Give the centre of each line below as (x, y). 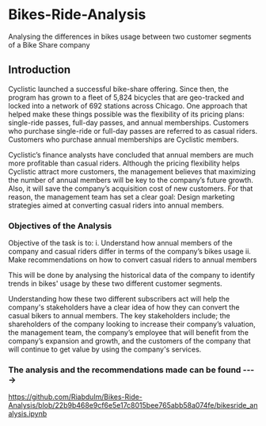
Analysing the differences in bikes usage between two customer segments (130, 36)
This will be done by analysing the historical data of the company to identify (132, 276)
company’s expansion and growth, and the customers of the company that (129, 341)
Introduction (40, 70)
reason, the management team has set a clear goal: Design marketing (122, 196)
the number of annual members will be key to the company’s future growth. (131, 180)
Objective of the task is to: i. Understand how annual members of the (120, 243)
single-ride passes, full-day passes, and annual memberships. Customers (129, 122)
